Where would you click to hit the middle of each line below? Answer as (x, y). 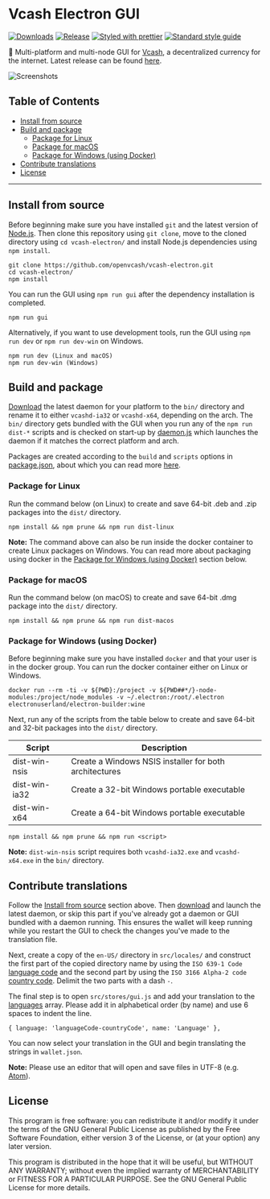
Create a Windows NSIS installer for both (148, 761)
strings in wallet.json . (45, 1052)
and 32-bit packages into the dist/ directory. (83, 728)
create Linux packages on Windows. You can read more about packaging (130, 550)
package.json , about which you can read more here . (94, 465)
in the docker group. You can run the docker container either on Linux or (128, 667)
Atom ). (19, 1076)
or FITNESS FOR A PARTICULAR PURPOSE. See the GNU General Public (128, 1179)
